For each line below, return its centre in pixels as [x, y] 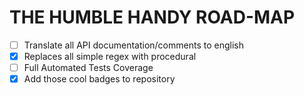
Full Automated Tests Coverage [88, 68]
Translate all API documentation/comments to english [133, 45]
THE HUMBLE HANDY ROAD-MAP [152, 17]
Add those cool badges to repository [99, 79]
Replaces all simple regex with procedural [110, 56]
